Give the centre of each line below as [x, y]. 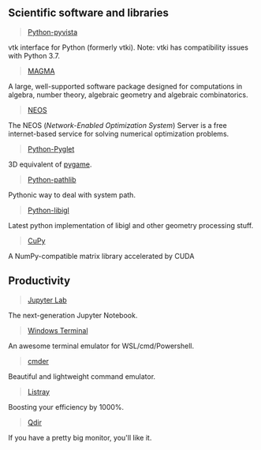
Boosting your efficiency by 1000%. [66, 407]
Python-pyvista [52, 32]
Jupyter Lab [47, 300]
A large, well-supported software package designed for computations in [125, 86]
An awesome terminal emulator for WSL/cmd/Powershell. [101, 346]
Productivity [39, 281]
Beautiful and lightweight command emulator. [82, 376]
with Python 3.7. [34, 55]
